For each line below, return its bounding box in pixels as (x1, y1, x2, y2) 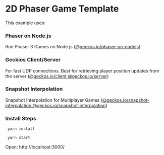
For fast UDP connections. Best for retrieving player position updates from (5, 67, 159, 73)
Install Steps (5, 115, 37, 122)
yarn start (7, 135, 30, 140)
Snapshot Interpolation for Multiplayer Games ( (5, 97, 102, 103)
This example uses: (5, 20, 45, 26)
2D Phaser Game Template (5, 3, 119, 15)
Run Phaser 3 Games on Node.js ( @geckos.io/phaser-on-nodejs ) (5, 44, 141, 50)
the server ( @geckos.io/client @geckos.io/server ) (5, 73, 109, 79)
